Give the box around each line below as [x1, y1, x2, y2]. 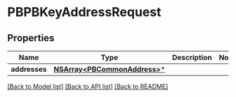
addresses [11, 64, 47, 74]
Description [171, 53, 212, 62]
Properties [7, 32, 55, 44]
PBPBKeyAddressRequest [7, 4, 162, 20]
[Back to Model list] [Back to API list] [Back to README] [7, 82, 169, 91]
